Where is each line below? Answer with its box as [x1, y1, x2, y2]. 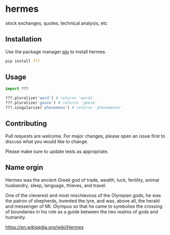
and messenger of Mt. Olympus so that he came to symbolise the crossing [5, 203, 163, 209]
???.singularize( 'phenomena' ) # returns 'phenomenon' [5, 105, 123, 110]
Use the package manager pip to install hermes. [5, 48, 107, 54]
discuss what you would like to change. [5, 138, 89, 144]
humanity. [5, 214, 27, 220]
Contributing [5, 119, 47, 128]
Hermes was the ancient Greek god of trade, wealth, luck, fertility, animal [5, 177, 160, 183]
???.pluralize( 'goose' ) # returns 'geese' [5, 101, 97, 106]
